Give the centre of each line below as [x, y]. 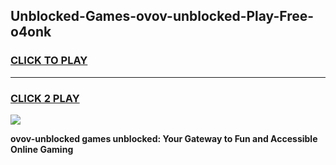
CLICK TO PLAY [49, 61]
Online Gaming [42, 149]
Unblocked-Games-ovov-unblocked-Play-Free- [162, 16]
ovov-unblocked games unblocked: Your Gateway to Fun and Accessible [164, 138]
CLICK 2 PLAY [45, 98]
